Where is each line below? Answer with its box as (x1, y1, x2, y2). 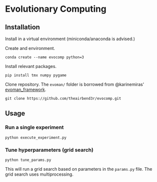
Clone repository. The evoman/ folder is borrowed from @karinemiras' (5, 82, 144, 87)
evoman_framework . (5, 87, 46, 92)
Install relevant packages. (5, 64, 57, 69)
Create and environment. (5, 45, 55, 51)
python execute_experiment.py (5, 135, 67, 140)
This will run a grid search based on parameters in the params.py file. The (5, 166, 153, 172)
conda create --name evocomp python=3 (5, 55, 84, 60)
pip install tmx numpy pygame (5, 73, 67, 78)
